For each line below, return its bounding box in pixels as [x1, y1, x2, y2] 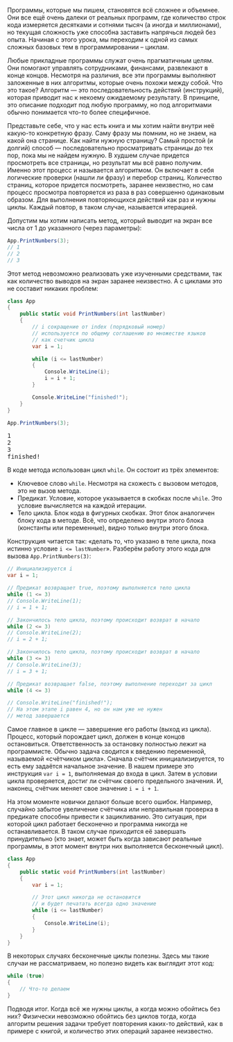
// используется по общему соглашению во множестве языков [32, 330, 207, 337]
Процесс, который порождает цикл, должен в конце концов [7, 732, 185, 741]
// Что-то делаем [19, 986, 70, 993]
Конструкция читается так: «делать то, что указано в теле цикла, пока [7, 537, 216, 546]
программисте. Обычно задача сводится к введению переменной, [7, 748, 207, 755]
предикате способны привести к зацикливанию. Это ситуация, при [7, 812, 207, 821]
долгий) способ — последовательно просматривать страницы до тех [7, 144, 214, 152]
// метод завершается [7, 713, 70, 720]
